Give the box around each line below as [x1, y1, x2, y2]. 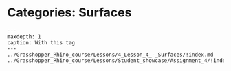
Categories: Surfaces [7, 5, 132, 20]
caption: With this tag [7, 39, 76, 46]
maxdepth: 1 [7, 33, 41, 40]
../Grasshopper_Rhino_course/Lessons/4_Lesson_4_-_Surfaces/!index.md [7, 51, 214, 58]
